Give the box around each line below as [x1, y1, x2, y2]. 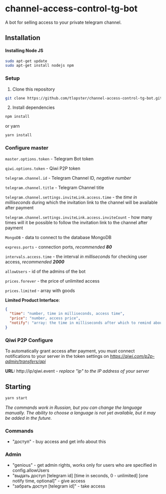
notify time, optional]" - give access [12, 478, 85, 484]
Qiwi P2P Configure [5, 337, 53, 344]
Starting [5, 382, 31, 391]
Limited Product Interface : [5, 297, 60, 303]
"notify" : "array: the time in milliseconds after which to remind [9, 320, 152, 326]
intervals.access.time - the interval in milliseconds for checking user [5, 253, 147, 259]
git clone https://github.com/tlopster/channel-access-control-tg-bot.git [5, 96, 163, 100]
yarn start [5, 395, 28, 400]
